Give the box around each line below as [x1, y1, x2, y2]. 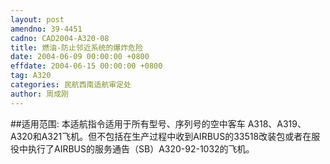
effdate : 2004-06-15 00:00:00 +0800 [10, 61, 163, 71]
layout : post [10, 14, 65, 25]
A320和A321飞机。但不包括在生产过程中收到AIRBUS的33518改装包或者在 [10, 130, 312, 142]
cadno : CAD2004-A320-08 [10, 33, 110, 43]
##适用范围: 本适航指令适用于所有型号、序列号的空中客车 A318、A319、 [10, 117, 307, 130]
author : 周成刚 [10, 89, 69, 99]
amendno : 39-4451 [10, 24, 83, 34]
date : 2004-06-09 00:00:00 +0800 [10, 52, 150, 62]
